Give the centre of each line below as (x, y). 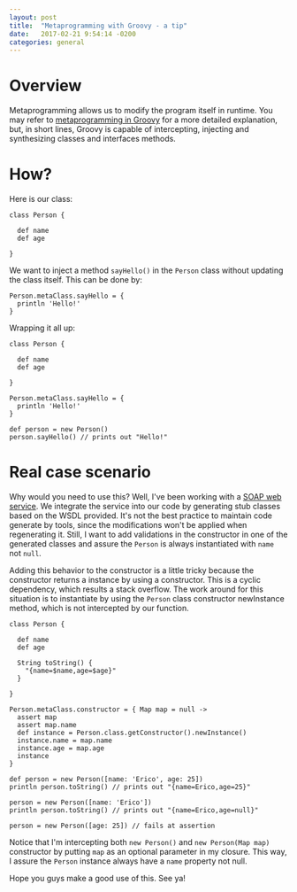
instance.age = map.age (61, 749)
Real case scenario (80, 473)
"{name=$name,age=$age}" (71, 671)
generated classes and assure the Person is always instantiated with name (141, 544)
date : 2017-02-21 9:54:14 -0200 (73, 34)
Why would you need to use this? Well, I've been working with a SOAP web (145, 497)
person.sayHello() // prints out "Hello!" (88, 438)
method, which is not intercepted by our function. (99, 609)
